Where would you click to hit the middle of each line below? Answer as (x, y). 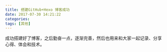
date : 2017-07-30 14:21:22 (33, 14)
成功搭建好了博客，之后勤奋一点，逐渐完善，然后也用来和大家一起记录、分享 (83, 38)
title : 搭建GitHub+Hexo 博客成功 (38, 10)
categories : (17, 19)
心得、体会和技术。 (25, 45)
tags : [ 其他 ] (18, 24)
